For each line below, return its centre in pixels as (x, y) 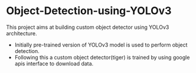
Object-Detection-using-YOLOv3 (89, 11)
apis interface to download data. (54, 64)
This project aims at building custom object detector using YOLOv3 (88, 27)
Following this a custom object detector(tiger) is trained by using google (102, 57)
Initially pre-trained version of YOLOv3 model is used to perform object (101, 45)
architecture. (22, 33)
